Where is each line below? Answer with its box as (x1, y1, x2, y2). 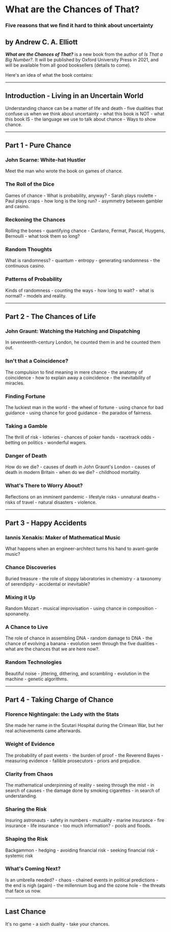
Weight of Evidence (5, 740, 55, 747)
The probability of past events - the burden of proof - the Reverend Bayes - (5, 752, 164, 758)
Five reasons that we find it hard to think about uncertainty (5, 22, 154, 29)
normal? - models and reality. (5, 292, 67, 299)
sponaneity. (5, 611, 30, 617)
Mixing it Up (5, 594, 36, 601)
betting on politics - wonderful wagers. (5, 440, 87, 446)
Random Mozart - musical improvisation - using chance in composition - (5, 605, 157, 611)
